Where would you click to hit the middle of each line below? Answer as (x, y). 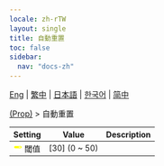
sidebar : (26, 57)
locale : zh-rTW (38, 19)
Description (128, 134)
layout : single (38, 28)
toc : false (30, 48)
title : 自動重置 (37, 38)
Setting (27, 134)
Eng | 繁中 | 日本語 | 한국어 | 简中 (69, 94)
